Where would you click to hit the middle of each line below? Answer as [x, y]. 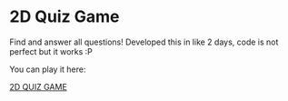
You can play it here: [48, 69]
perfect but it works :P [51, 51]
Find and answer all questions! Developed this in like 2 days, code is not [144, 42]
